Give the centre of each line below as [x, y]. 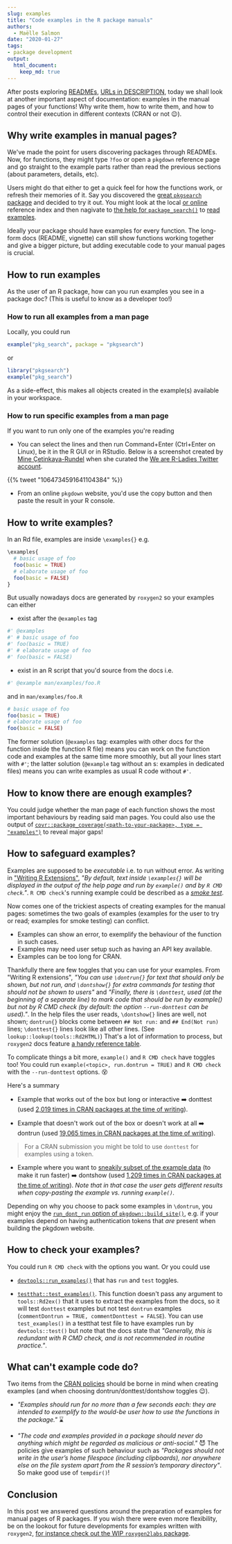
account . [30, 467]
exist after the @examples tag [57, 618]
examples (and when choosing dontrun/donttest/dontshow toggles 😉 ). [108, 1391]
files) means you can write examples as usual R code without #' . [99, 771]
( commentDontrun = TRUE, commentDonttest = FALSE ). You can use [110, 1315]
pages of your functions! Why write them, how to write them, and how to [111, 106]
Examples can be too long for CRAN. [69, 956]
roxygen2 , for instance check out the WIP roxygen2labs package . [99, 1534]
